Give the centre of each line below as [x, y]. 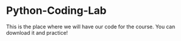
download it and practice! [37, 32]
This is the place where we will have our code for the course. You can [91, 27]
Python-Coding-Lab [57, 11]
